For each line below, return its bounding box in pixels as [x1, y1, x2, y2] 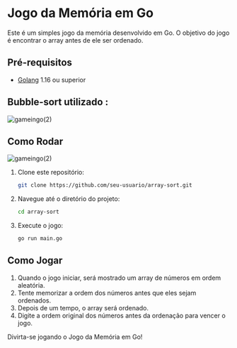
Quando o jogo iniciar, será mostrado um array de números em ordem [17, 273, 221, 282]
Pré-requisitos [7, 57, 73, 69]
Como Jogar [7, 254, 63, 267]
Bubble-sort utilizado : [7, 96, 108, 108]
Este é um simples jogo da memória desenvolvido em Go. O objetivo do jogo [7, 28, 230, 37]
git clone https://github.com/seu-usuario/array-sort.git [17, 182, 192, 189]
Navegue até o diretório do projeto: [17, 195, 120, 203]
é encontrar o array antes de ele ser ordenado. [7, 36, 144, 44]
